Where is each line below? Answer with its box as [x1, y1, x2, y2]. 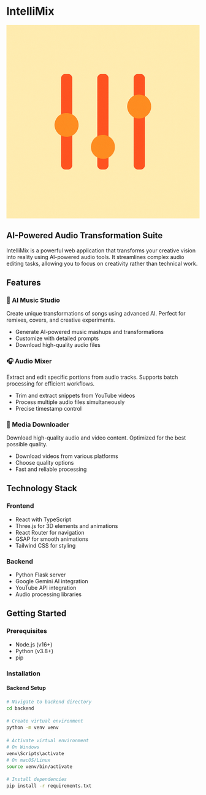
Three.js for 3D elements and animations [15, 522, 118, 529]
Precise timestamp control [15, 405, 82, 412]
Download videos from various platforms [15, 452, 118, 460]
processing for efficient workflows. [6, 379, 95, 387]
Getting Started [6, 608, 67, 619]
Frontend [6, 502, 34, 510]
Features [6, 277, 41, 288]
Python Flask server [15, 571, 66, 578]
